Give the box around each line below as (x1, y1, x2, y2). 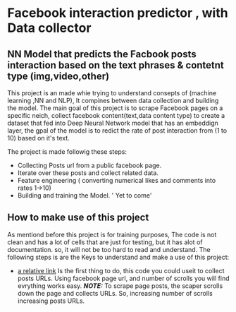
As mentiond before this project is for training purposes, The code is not (7, 230, 217, 239)
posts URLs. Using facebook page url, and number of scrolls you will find (17, 274, 230, 282)
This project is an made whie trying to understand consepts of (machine (7, 89, 217, 97)
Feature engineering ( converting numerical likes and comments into (17, 176, 216, 184)
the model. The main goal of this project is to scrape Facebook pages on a (7, 104, 223, 112)
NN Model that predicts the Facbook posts (7, 48, 197, 60)
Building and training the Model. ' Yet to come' (17, 191, 152, 199)
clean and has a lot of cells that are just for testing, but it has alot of (7, 238, 203, 246)
